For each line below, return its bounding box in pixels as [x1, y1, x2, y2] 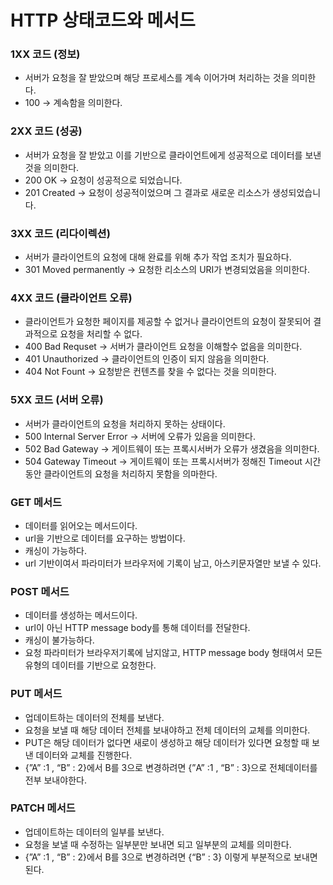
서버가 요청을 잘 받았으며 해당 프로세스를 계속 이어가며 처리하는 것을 [24, 72, 290, 84]
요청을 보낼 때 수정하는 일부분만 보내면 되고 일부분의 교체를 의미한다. [24, 838, 292, 850]
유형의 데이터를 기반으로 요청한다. [24, 659, 157, 671]
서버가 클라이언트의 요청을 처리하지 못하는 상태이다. [24, 417, 226, 430]
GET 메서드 [10, 495, 63, 509]
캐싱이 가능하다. [24, 544, 87, 556]
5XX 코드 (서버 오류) [10, 393, 104, 407]
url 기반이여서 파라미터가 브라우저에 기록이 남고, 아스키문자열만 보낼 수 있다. [24, 557, 322, 569]
